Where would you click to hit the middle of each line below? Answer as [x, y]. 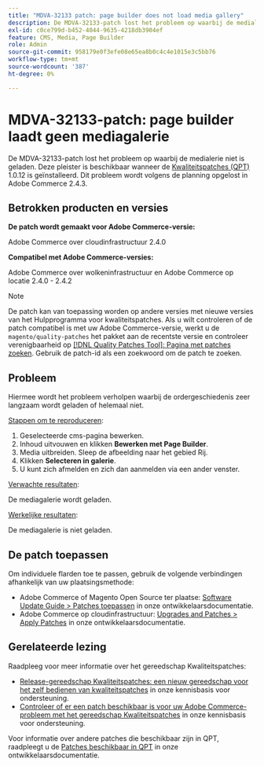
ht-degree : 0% [31, 74]
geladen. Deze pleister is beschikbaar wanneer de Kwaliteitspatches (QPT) [129, 167]
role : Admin [27, 45]
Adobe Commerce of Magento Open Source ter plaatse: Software [125, 597]
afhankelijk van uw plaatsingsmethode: [71, 582]
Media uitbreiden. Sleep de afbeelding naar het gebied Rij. [114, 452]
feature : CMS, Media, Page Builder [66, 37]
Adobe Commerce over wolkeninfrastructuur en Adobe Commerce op [121, 273]
